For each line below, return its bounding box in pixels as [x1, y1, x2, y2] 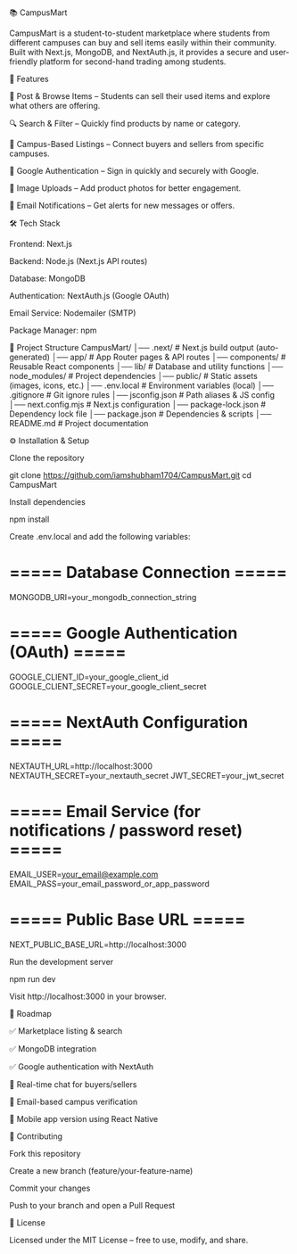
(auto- [255, 342, 279, 352]
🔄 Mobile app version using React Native [9, 1113, 159, 1124]
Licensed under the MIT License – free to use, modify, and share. [9, 1234, 249, 1245]
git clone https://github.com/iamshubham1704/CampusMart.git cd [9, 470, 252, 480]
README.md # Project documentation [9, 418, 149, 428]
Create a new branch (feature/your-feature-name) [9, 1165, 194, 1176]
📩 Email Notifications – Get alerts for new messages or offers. [9, 200, 235, 210]
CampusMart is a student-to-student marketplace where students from [9, 28, 270, 38]
